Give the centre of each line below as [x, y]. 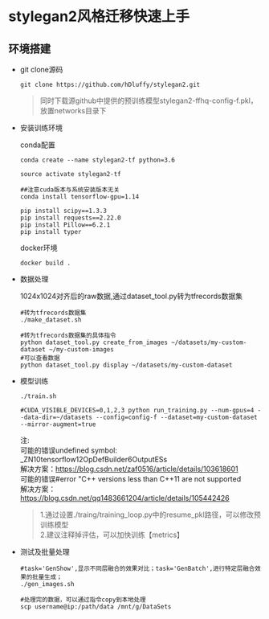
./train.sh [38, 396]
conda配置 [37, 145]
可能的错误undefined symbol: [69, 450]
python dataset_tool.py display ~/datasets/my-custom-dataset [126, 365]
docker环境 [39, 248]
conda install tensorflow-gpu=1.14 [79, 197]
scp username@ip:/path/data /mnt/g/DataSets [96, 607]
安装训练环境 [41, 128]
